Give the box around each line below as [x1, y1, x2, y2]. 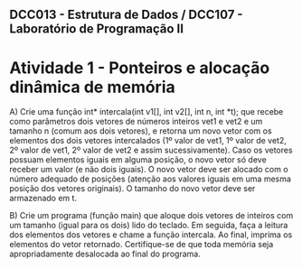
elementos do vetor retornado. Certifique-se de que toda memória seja [9, 239, 274, 250]
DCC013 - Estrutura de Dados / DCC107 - [9, 7, 243, 23]
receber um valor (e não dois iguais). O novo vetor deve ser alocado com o [9, 164, 288, 175]
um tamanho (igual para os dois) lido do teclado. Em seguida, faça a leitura [9, 220, 288, 231]
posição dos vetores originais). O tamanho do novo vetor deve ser [9, 183, 256, 194]
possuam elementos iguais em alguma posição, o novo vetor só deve [9, 154, 267, 165]
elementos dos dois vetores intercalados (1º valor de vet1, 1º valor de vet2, [9, 135, 287, 146]
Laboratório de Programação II [9, 22, 184, 37]
